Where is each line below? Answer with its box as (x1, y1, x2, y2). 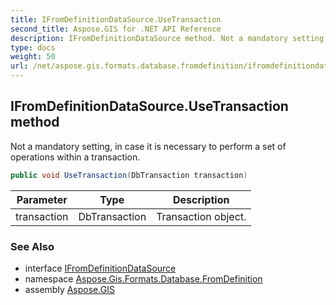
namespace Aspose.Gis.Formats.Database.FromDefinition (24, 272, 263, 285)
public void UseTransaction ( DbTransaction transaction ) (10, 170, 248, 180)
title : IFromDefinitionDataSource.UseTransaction (10, 14, 222, 25)
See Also (10, 239, 55, 253)
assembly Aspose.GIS (24, 283, 115, 295)
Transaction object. (156, 209, 247, 223)
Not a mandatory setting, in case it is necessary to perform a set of (10, 140, 287, 152)
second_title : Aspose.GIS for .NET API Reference (10, 24, 222, 34)
